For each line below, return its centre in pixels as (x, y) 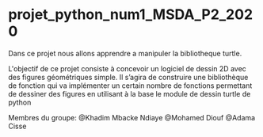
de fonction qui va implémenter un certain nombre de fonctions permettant (130, 86)
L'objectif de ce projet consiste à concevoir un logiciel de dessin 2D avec (128, 68)
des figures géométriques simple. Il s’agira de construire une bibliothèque (128, 77)
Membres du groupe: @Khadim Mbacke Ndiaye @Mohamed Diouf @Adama (132, 117)
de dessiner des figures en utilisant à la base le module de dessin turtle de (130, 93)
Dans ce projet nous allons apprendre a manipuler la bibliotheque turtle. (125, 53)
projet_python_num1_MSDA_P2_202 (131, 15)
